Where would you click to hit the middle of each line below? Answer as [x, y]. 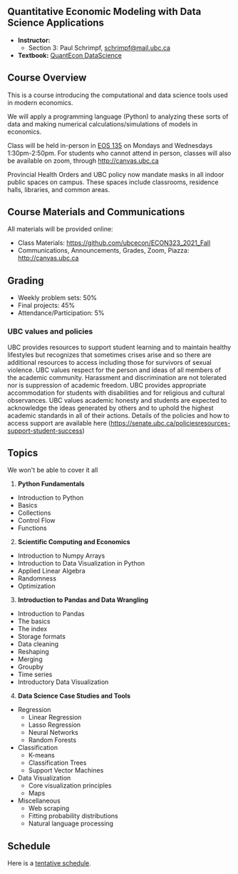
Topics [23, 453]
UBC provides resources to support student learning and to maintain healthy [119, 347]
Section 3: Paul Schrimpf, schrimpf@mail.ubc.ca [99, 47]
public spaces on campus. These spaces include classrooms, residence [113, 182]
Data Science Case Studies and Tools [74, 696]
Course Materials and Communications [96, 212]
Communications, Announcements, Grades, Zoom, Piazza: [103, 251]
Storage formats [42, 637]
